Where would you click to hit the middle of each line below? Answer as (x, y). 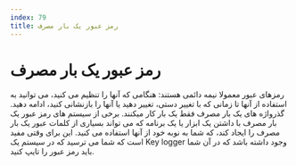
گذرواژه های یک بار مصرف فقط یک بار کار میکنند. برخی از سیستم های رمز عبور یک (147, 113)
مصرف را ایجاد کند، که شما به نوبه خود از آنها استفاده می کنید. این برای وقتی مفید (145, 133)
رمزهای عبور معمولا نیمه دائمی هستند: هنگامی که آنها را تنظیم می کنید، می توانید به (147, 95)
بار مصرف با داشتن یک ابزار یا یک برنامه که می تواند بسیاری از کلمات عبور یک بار (144, 123)
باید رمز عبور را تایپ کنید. (52, 152)
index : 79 (29, 17)
